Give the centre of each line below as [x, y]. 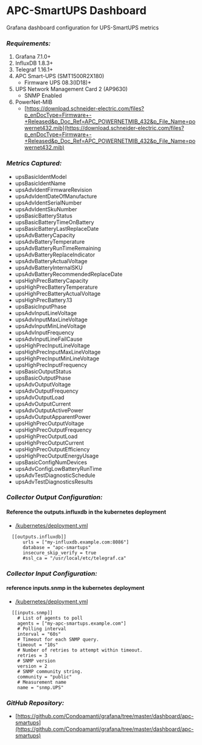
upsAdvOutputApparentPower [53, 416]
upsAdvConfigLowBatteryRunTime [58, 468]
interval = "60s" [39, 634]
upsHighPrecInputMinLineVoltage [57, 358]
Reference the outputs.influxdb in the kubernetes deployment [86, 512]
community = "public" [44, 677]
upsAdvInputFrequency [44, 332]
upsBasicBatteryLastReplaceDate [57, 228]
